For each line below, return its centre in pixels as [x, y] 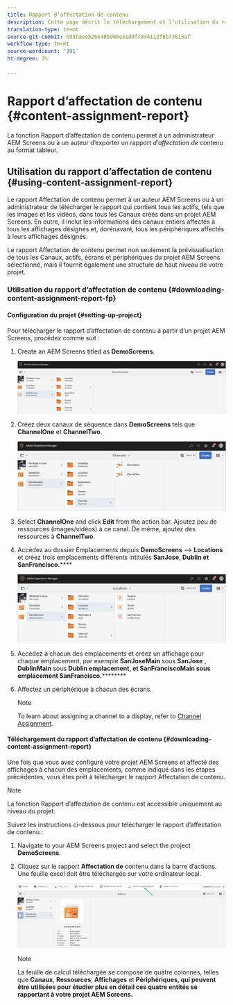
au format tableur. [33, 150]
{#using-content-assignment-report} [90, 183]
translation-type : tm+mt [43, 29]
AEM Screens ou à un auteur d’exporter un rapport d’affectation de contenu [115, 142]
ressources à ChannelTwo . [56, 537]
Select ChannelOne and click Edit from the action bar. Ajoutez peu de [117, 522]
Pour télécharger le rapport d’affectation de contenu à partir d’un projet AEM [116, 331]
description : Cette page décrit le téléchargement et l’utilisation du [113, 22]
